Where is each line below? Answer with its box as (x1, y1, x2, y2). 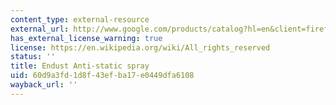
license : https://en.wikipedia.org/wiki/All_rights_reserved (10, 42, 271, 53)
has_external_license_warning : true (10, 33, 163, 43)
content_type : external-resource (10, 14, 150, 25)
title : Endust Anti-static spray (10, 61, 150, 71)
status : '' (10, 52, 56, 62)
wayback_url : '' (10, 80, 78, 90)
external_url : (10, 24, 70, 34)
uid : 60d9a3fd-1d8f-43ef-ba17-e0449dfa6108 (10, 71, 195, 81)
